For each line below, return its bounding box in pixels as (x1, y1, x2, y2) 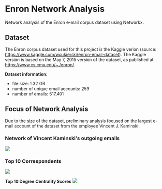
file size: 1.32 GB (12, 80, 45, 86)
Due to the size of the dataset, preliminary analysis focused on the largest (5, 118, 152, 124)
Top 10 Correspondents (5, 157, 61, 164)
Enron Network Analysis (5, 3, 105, 15)
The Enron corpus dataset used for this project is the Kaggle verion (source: (5, 46, 157, 52)
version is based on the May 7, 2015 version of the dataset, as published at (5, 57, 154, 63)
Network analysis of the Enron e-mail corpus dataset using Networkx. (5, 19, 144, 25)
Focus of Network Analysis (5, 105, 88, 113)
